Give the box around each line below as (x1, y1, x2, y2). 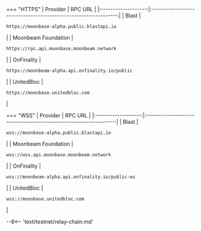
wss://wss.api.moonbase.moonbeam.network (6, 152, 112, 158)
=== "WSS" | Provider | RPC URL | (6, 112, 91, 119)
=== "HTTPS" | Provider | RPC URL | (6, 6, 97, 13)
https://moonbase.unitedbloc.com (6, 90, 90, 96)
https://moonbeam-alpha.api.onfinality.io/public (6, 68, 133, 74)
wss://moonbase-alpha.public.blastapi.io (6, 130, 112, 136)
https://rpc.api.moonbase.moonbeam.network (6, 45, 117, 51)
